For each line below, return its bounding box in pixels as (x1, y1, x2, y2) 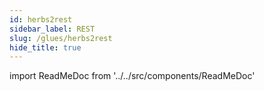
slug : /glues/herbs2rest (9, 33, 113, 43)
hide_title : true (9, 42, 82, 53)
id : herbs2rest (9, 14, 73, 25)
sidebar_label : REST (9, 24, 96, 34)
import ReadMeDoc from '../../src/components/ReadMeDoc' (9, 70, 256, 82)
